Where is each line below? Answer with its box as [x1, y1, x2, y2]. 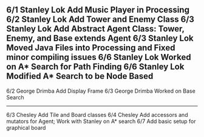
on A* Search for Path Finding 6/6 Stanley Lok [6, 62, 185, 72]
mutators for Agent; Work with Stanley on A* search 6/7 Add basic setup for [6, 118, 196, 125]
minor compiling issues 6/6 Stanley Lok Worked [6, 52, 191, 62]
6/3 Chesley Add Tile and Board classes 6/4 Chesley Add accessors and [6, 111, 188, 118]
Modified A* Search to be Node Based [6, 71, 154, 81]
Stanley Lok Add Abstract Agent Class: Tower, [6, 24, 185, 34]
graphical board [6, 124, 46, 131]
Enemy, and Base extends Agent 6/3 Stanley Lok [6, 33, 194, 44]
